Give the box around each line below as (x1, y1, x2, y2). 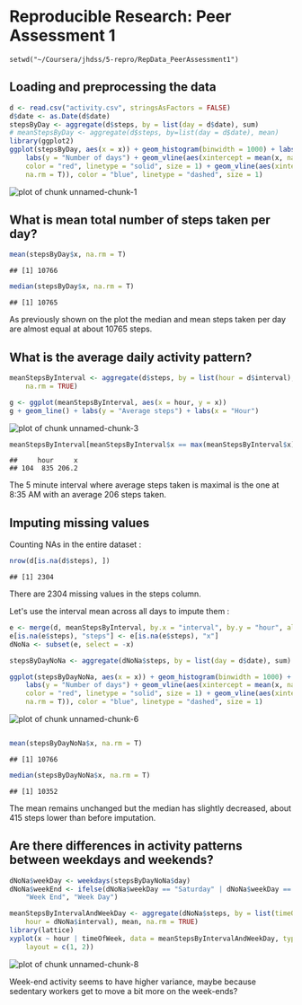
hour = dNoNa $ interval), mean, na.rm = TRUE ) (25, 918, 200, 927)
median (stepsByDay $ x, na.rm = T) (9, 282, 135, 291)
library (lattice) (9, 926, 75, 935)
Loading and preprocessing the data (9, 79, 217, 95)
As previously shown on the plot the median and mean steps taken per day (9, 314, 286, 325)
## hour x (9, 456, 78, 465)
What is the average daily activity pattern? (9, 349, 253, 365)
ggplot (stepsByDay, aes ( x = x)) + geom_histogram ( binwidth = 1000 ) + (9, 145, 276, 154)
